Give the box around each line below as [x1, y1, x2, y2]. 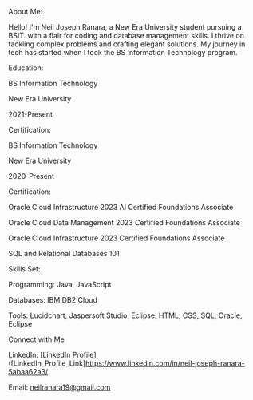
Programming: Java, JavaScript [8, 279, 112, 289]
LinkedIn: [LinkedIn [8, 350, 71, 359]
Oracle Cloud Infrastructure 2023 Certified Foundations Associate [8, 233, 225, 243]
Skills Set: [8, 264, 41, 274]
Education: [8, 63, 44, 73]
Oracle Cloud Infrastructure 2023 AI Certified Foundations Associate [8, 203, 234, 212]
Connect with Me [8, 335, 65, 344]
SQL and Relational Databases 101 [8, 249, 120, 258]
